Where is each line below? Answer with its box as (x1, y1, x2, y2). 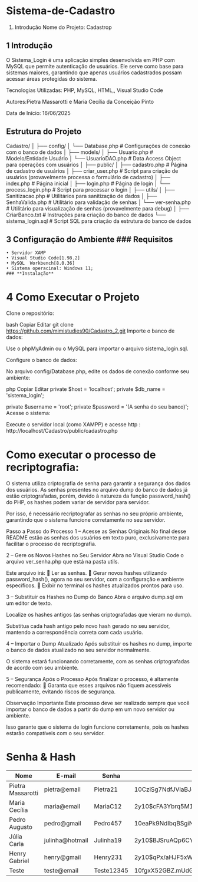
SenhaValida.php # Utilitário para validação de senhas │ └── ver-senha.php (6, 199, 192, 206)
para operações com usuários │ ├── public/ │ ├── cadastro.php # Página (6, 161, 187, 168)
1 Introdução (6, 41, 53, 51)
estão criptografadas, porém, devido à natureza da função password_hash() (6, 492, 192, 499)
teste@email (44, 867, 78, 875)
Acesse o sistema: (6, 410, 51, 417)
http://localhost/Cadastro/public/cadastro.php (6, 427, 118, 435)
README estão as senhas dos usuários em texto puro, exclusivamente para (6, 534, 190, 541)
